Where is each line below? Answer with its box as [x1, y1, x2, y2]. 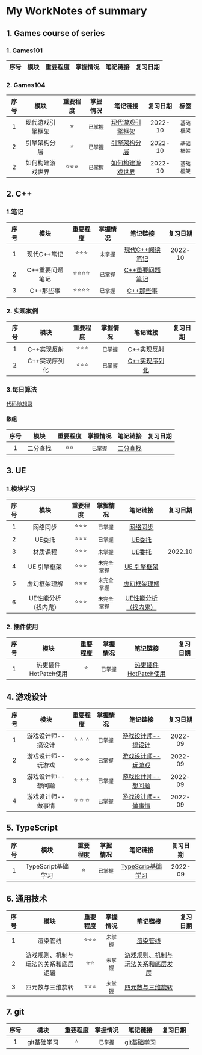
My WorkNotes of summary [6, 4, 147, 18]
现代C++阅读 [124, 245, 161, 254]
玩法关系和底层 [124, 960, 167, 968]
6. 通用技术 [6, 893, 47, 903]
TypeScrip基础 [121, 862, 162, 870]
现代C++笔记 [26, 250, 64, 258]
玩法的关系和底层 [25, 960, 74, 968]
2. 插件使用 [6, 623, 38, 631]
